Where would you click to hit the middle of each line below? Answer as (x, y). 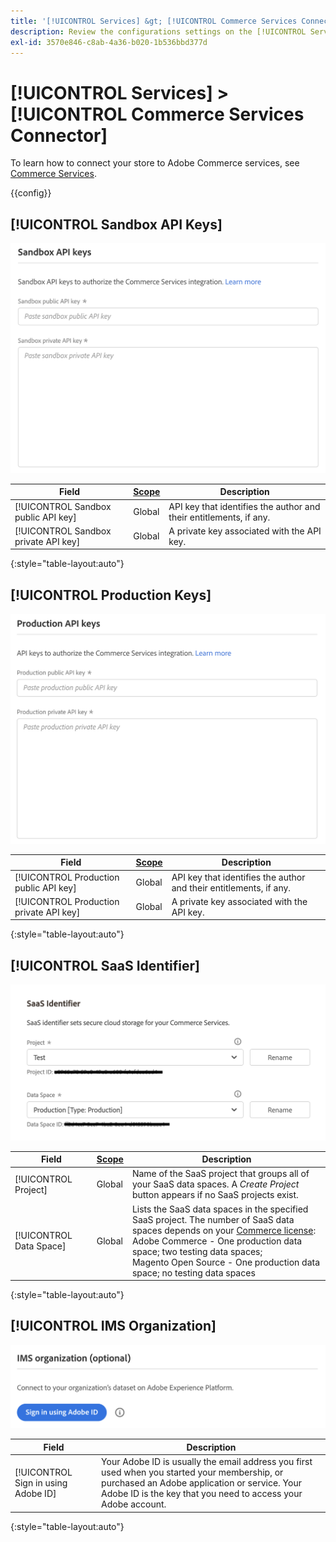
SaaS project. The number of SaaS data (213, 1219)
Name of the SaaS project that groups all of (220, 1174)
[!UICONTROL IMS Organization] (113, 1326)
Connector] (59, 135)
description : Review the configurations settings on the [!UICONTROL (158, 31)
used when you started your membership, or (192, 1472)
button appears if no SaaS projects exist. (215, 1195)
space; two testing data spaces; (197, 1251)
